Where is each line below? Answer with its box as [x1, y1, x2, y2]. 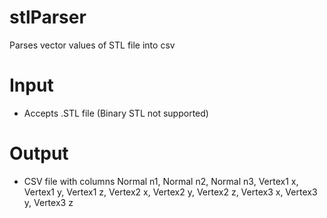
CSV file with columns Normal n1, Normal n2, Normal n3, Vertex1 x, [23, 175, 299, 187]
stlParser [9, 6, 87, 29]
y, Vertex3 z [23, 196, 74, 208]
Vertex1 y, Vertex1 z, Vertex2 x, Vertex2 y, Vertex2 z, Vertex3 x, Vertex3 [23, 186, 318, 198]
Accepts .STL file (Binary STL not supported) [23, 107, 209, 119]
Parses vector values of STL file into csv [9, 39, 176, 51]
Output [9, 142, 69, 165]
